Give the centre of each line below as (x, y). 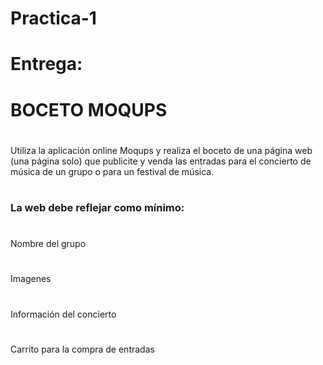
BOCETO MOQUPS (89, 109)
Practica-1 (53, 18)
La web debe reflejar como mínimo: (97, 207)
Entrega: (46, 64)
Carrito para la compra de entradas (82, 349)
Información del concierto (63, 314)
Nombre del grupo (48, 244)
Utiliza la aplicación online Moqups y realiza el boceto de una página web (161, 150)
